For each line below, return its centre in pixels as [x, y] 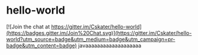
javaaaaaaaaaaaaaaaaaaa [110, 46]
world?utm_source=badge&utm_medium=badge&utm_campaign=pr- [91, 39]
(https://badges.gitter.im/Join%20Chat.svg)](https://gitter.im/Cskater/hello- [99, 33]
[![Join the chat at [28, 27]
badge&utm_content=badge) [42, 46]
